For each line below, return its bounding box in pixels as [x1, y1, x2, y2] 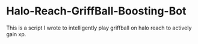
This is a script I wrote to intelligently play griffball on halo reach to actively [6, 24, 192, 31]
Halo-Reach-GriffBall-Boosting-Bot [6, 4, 187, 18]
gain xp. [6, 30, 26, 37]
